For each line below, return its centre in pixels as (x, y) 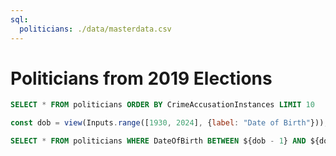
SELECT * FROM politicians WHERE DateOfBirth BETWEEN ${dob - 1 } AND (158, 141)
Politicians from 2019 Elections (141, 78)
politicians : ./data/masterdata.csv (95, 29)
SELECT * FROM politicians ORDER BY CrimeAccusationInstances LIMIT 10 (162, 105)
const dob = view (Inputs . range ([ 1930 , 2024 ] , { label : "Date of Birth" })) (167, 123)
